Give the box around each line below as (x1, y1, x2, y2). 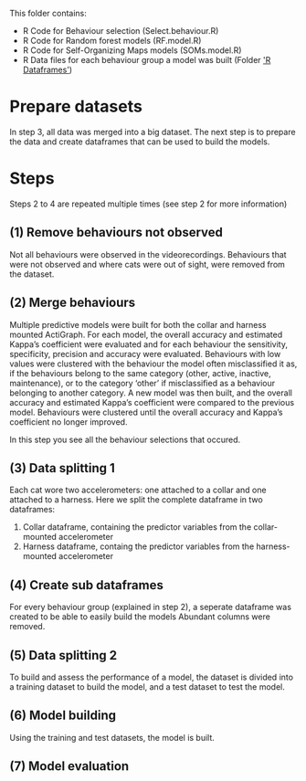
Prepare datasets (9, 96, 143, 117)
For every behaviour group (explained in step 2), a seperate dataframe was (9, 602, 292, 613)
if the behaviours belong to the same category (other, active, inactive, (9, 367, 271, 378)
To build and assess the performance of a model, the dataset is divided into (9, 671, 294, 682)
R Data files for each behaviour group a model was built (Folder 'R (22, 55, 271, 65)
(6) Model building (9, 708, 117, 723)
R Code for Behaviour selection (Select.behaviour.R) (22, 26, 219, 36)
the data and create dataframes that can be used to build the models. (9, 136, 270, 147)
